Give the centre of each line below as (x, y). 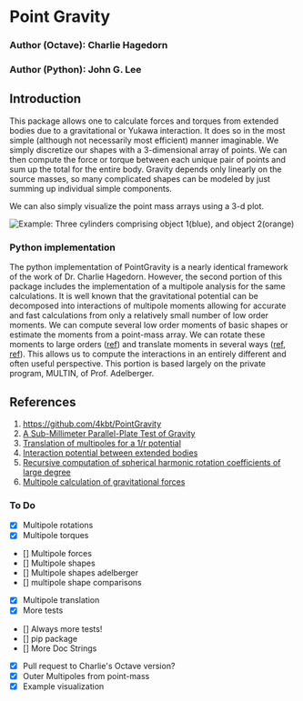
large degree (46, 472)
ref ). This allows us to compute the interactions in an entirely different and (148, 354)
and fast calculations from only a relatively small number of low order (139, 315)
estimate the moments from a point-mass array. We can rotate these (137, 335)
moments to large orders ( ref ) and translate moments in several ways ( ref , (148, 345)
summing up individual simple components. (91, 188)
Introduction (45, 99)
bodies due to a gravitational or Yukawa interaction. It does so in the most (147, 130)
